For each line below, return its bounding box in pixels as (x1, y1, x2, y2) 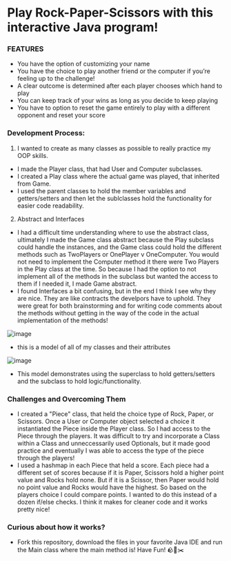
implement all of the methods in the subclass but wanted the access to (17, 272, 219, 280)
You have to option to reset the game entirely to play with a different (17, 104, 210, 112)
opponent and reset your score (17, 111, 106, 119)
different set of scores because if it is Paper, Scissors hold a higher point (17, 469, 224, 477)
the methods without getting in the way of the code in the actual (17, 308, 199, 317)
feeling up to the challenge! (17, 75, 95, 83)
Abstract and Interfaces (17, 215, 85, 223)
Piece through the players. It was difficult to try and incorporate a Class (17, 432, 220, 440)
